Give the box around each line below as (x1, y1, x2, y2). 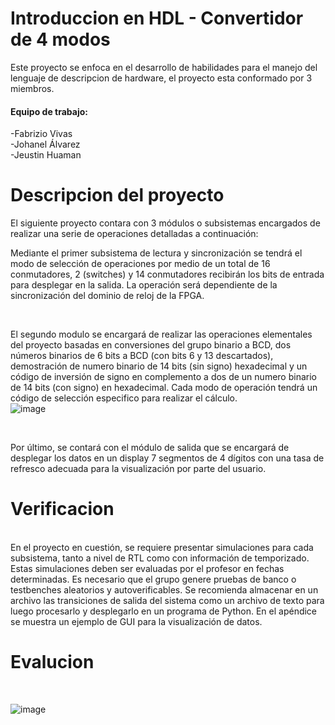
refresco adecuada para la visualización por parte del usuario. (10, 463, 267, 475)
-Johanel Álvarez (10, 138, 81, 151)
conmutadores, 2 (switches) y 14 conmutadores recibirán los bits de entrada (10, 268, 325, 281)
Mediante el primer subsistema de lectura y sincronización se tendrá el (10, 247, 303, 259)
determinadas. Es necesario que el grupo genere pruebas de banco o (10, 573, 297, 586)
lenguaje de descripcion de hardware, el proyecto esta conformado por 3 (10, 72, 313, 84)
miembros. (10, 82, 55, 94)
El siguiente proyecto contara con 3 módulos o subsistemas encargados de (10, 217, 321, 229)
